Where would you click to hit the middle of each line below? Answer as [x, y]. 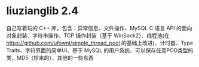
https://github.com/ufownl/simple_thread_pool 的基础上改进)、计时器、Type [99, 43]
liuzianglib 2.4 [42, 11]
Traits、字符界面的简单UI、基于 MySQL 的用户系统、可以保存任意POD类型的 [100, 50]
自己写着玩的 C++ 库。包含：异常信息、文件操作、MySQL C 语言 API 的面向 [99, 28]
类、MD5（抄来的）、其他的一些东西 [50, 58]
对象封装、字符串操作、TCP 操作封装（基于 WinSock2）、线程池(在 [88, 35]
